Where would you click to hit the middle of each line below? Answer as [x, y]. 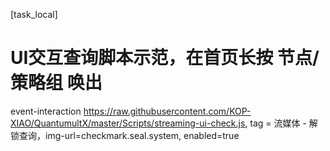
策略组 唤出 [56, 83]
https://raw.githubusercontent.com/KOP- [167, 111]
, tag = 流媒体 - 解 [281, 123]
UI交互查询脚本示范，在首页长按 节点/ [165, 58]
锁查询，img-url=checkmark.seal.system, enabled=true [125, 135]
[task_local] [34, 14]
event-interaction [46, 111]
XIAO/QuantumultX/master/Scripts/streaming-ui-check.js [128, 123]
